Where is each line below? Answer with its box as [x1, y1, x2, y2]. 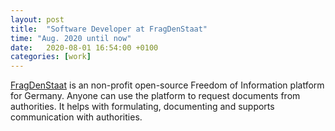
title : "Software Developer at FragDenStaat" [10, 24, 208, 34]
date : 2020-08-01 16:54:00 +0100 [10, 42, 159, 53]
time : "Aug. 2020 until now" [10, 33, 132, 43]
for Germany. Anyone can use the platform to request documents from [10, 90, 301, 102]
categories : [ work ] [10, 52, 92, 62]
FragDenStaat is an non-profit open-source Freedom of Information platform [10, 79, 325, 91]
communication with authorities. [10, 111, 143, 123]
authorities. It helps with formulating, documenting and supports [10, 101, 275, 113]
